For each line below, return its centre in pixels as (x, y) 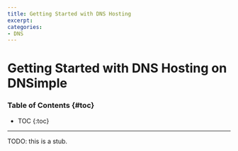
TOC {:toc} (33, 121)
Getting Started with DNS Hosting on (117, 68)
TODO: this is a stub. (38, 141)
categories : (25, 27)
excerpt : (20, 20)
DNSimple (37, 84)
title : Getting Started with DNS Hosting (69, 14)
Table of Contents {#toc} (51, 105)
